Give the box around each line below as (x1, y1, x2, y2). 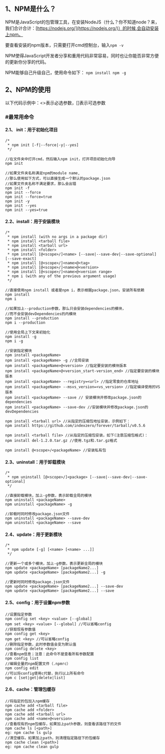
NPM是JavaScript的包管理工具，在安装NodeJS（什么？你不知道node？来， (5, 19, 160, 25)
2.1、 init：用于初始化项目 (5, 127, 58, 133)
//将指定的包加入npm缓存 (5, 699, 50, 704)
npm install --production (5, 316, 59, 321)
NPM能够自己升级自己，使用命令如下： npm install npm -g (5, 69, 126, 75)
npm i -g (5, 339, 23, 344)
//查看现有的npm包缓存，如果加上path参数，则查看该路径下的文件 (5, 721, 122, 727)
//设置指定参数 (5, 612, 32, 617)
